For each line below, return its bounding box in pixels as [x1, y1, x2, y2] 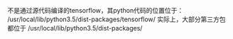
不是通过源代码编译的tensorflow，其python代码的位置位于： [7, 6, 184, 14]
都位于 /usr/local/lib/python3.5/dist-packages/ [7, 24, 143, 32]
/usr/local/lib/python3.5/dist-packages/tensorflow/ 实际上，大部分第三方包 [7, 15, 226, 23]
